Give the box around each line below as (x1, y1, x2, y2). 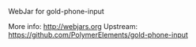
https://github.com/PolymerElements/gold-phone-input (8, 31, 188, 39)
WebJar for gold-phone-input (8, 7, 104, 16)
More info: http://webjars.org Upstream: (8, 22, 138, 31)
